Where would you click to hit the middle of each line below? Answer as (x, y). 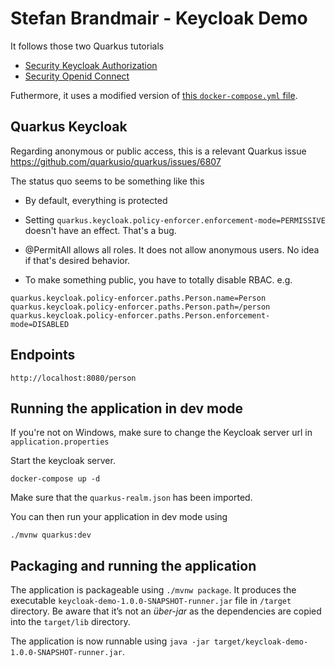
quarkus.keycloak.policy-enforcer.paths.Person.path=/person (140, 307)
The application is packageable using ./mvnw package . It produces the (153, 590)
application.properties (60, 442)
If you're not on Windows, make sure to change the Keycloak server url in (161, 433)
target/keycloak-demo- (261, 642)
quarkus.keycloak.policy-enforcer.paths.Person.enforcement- (140, 315)
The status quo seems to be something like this (107, 181)
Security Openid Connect (77, 76)
